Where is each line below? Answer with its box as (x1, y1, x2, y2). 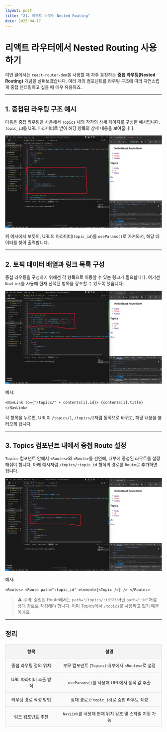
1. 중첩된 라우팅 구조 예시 (5, 105, 77, 113)
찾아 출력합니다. (18, 240, 49, 245)
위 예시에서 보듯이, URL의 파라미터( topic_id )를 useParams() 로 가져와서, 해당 (5, 234, 155, 240)
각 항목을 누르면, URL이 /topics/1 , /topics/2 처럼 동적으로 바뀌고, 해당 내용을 (5, 414, 157, 420)
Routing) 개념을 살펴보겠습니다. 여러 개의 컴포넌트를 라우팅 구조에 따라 (5, 78, 143, 84)
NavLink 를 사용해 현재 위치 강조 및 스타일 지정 (63, 711, 151, 717)
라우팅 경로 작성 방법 (11, 697, 51, 703)
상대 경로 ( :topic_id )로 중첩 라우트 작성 (70, 697, 148, 703)
